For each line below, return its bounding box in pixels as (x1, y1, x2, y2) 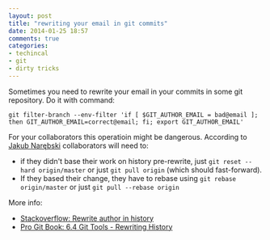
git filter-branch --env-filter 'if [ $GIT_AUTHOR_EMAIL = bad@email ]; (8, 111, 259, 119)
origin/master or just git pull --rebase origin (19, 182, 179, 192)
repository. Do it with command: (8, 95, 116, 105)
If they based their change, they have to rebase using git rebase (19, 173, 237, 183)
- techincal (8, 49, 49, 57)
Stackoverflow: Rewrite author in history (19, 213, 154, 223)
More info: (8, 197, 43, 207)
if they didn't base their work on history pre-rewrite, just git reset (19, 156, 242, 166)
